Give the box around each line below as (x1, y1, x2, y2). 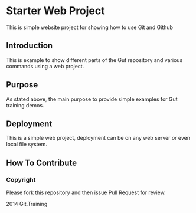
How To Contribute (6, 158, 77, 168)
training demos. (6, 101, 44, 109)
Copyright (6, 175, 36, 183)
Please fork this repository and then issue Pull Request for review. (6, 189, 166, 196)
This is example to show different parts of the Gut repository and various (6, 56, 183, 63)
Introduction (6, 41, 53, 51)
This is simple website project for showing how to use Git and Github (6, 24, 173, 31)
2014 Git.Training (6, 201, 48, 208)
